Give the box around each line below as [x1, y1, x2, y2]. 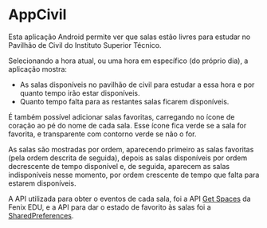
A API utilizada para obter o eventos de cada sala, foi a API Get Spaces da [8, 194, 251, 203]
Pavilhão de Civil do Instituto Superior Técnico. [8, 40, 162, 49]
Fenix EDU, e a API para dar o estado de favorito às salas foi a [8, 202, 211, 212]
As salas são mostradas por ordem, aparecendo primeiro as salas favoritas [8, 144, 254, 154]
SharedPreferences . [8, 210, 74, 220]
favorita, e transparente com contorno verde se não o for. [8, 129, 197, 139]
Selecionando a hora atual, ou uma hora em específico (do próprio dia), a [8, 56, 249, 65]
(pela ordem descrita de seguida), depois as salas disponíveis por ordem [8, 153, 248, 163]
